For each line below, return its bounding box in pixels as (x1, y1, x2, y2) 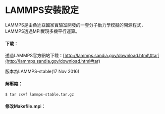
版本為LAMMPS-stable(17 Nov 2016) (5, 68, 80, 75)
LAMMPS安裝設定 (5, 4, 79, 16)
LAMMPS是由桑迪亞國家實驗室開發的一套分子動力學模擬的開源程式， (5, 22, 146, 28)
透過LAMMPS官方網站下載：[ (5, 53, 65, 59)
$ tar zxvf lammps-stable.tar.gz (5, 92, 74, 97)
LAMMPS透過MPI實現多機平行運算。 (5, 28, 80, 34)
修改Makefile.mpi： (5, 103, 46, 109)
